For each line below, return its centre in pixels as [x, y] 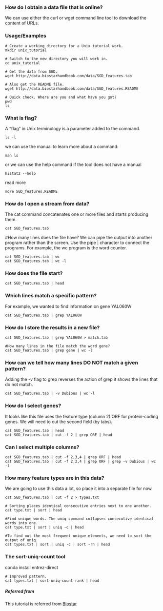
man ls [12, 155]
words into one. [21, 523]
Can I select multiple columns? [42, 447]
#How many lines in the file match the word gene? [58, 346]
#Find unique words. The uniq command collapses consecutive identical [79, 519]
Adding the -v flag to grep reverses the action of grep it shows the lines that [81, 379]
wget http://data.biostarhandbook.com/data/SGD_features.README [72, 89]
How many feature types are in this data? [55, 478]
